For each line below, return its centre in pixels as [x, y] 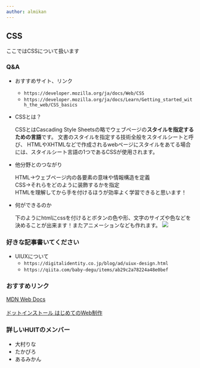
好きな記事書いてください [43, 242]
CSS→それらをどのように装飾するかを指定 [67, 185]
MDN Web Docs [26, 299]
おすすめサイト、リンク [44, 81]
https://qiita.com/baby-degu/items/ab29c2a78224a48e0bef [96, 270]
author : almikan [26, 12]
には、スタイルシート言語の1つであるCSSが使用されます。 [86, 152]
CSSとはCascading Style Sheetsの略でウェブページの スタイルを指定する [104, 129]
